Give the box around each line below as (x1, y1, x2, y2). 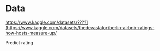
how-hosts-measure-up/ (5, 30, 57, 36)
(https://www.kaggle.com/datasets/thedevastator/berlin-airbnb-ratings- (5, 24, 155, 30)
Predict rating (5, 39, 34, 45)
